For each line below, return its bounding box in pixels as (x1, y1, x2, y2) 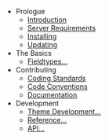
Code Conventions (27, 82, 88, 91)
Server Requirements (27, 24, 96, 32)
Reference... (27, 116, 67, 124)
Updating (27, 40, 57, 50)
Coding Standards (27, 74, 86, 83)
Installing (27, 31, 57, 41)
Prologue (15, 7, 45, 16)
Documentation (27, 90, 78, 99)
